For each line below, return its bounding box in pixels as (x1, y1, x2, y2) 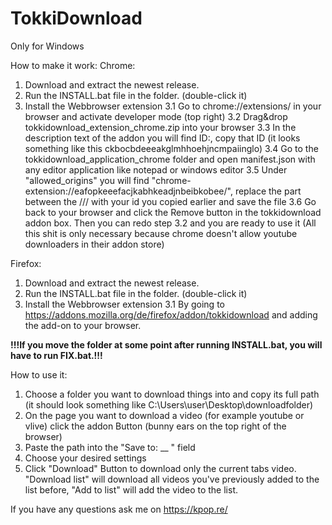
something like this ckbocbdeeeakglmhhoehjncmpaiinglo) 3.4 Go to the (24, 142, 319, 154)
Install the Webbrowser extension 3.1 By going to (24, 298, 225, 310)
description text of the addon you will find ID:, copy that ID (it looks (24, 132, 301, 144)
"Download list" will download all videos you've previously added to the (24, 473, 320, 485)
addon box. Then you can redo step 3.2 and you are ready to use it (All (24, 217, 317, 229)
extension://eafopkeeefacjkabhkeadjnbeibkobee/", (24, 185, 233, 197)
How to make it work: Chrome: (10, 59, 136, 71)
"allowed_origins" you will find (24, 174, 150, 186)
